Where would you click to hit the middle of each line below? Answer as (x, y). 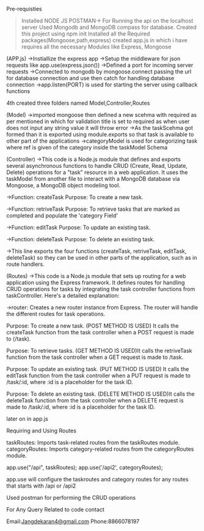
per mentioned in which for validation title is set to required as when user (98, 121)
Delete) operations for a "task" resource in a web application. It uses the (97, 172)
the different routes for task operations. (56, 314)
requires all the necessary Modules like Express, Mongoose (96, 47)
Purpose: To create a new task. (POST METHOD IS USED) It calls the (93, 326)
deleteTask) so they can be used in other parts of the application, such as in (102, 258)
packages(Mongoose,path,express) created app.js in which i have (104, 40)
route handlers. (25, 264)
